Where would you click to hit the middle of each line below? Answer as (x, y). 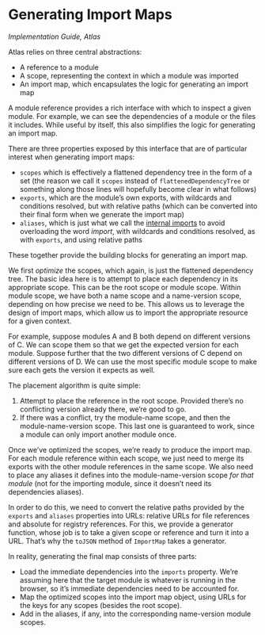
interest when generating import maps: (72, 157)
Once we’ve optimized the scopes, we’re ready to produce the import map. (130, 449)
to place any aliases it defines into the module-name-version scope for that (131, 475)
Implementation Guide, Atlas (55, 36)
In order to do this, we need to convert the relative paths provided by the (127, 507)
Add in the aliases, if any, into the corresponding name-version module (135, 614)
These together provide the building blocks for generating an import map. (128, 254)
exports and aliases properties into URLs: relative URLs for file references (129, 515)
